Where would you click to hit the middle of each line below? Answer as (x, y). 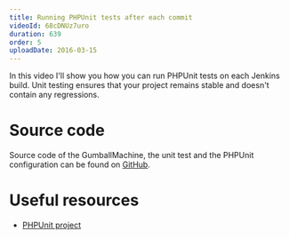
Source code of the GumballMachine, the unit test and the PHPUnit (132, 155)
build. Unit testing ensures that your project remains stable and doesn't (139, 85)
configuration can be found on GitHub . (80, 164)
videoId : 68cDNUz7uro (49, 26)
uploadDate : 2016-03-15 (53, 51)
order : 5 (25, 42)
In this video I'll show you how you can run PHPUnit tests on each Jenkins (144, 76)
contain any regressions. (54, 95)
